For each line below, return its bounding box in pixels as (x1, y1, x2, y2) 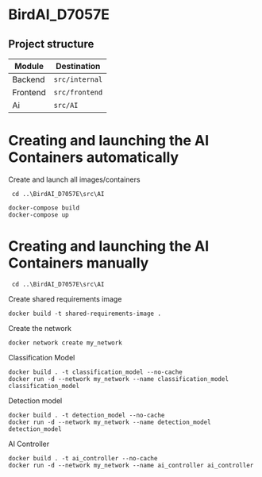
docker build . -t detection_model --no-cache (8, 411, 165, 419)
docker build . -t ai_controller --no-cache (8, 454, 158, 462)
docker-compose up (8, 210, 69, 219)
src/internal (53, 75, 103, 84)
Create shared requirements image (8, 294, 122, 303)
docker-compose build (8, 204, 80, 212)
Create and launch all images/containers (8, 175, 141, 184)
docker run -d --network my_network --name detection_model (8, 418, 212, 426)
